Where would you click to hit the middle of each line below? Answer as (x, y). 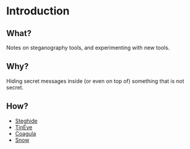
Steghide (26, 121)
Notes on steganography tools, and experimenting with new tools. (88, 47)
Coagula (25, 133)
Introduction (38, 11)
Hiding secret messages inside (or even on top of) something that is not (95, 81)
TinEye (24, 127)
